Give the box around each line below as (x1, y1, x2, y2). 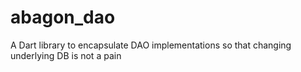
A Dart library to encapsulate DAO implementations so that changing (10, 39, 292, 51)
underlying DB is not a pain (10, 49, 122, 61)
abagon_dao (10, 6, 116, 29)
